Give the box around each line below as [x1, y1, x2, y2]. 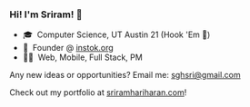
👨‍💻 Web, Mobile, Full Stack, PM [22, 52, 143, 63]
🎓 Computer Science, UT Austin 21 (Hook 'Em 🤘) [22, 29, 211, 40]
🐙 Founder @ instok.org [22, 43, 114, 53]
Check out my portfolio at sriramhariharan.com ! [9, 87, 187, 98]
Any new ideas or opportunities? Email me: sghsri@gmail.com [9, 70, 241, 81]
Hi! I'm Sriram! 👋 [9, 8, 83, 21]
